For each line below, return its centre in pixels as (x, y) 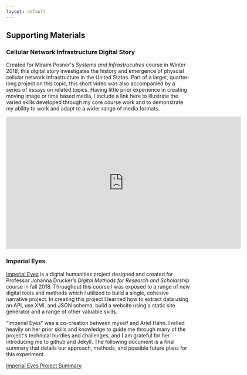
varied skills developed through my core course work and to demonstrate (95, 102)
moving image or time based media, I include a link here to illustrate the (92, 96)
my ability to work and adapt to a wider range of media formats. (83, 109)
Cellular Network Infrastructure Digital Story (71, 52)
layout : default (26, 11)
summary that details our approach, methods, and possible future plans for (97, 348)
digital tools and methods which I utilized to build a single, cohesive (87, 293)
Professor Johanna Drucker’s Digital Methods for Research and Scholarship (98, 280)
